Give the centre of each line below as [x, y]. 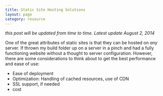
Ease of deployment [33, 74]
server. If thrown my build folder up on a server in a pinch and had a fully [80, 48]
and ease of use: [22, 64]
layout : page [19, 14]
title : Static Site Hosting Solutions [45, 10]
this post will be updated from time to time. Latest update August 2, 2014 [80, 33]
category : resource [25, 19]
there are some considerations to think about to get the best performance [81, 59]
